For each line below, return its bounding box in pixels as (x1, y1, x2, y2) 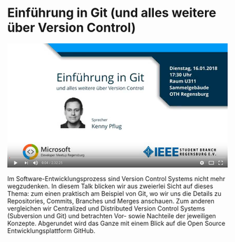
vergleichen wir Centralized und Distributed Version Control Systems (7, 204, 206, 213)
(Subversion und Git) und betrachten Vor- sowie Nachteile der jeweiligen (7, 212, 217, 220)
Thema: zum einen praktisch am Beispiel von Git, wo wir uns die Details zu (7, 190, 222, 198)
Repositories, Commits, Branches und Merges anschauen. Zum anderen (7, 197, 215, 206)
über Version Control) (7, 20, 136, 36)
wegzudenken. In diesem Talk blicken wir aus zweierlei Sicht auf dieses (7, 182, 213, 190)
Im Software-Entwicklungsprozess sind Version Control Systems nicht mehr (7, 175, 226, 183)
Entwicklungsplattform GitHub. (7, 227, 96, 235)
